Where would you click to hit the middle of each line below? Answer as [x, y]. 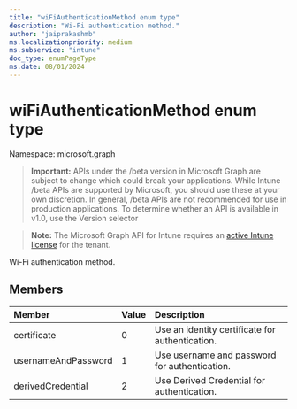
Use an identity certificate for [215, 329]
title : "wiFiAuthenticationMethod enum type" [94, 17]
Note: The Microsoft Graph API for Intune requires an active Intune [152, 235]
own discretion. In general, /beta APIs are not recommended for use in [159, 199]
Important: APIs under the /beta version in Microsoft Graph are [145, 171]
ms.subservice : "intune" [55, 50]
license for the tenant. [71, 244]
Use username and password [215, 355]
